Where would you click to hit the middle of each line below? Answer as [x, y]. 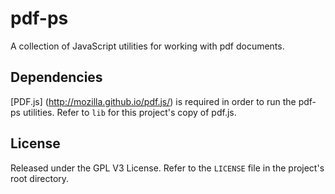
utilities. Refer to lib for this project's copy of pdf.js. [129, 112]
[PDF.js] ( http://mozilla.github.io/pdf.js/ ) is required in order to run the [153, 101]
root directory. [40, 178]
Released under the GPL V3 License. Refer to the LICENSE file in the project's [167, 168]
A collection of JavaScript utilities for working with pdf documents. [147, 46]
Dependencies [56, 77]
